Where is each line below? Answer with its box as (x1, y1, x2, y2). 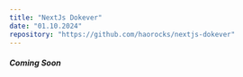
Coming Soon (9, 57, 61, 68)
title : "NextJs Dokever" (9, 13, 103, 22)
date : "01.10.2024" (9, 21, 83, 30)
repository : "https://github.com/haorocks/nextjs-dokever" (9, 30, 236, 38)
